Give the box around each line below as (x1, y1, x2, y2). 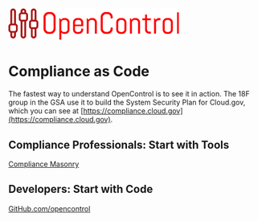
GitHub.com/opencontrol (8, 203, 91, 213)
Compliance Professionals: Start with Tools (8, 137, 230, 152)
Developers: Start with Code (8, 182, 154, 196)
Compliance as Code (8, 63, 150, 80)
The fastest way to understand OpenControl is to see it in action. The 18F (8, 89, 251, 99)
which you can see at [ (8, 106, 84, 116)
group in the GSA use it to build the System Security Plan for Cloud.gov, (8, 97, 246, 108)
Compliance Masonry (8, 159, 80, 169)
